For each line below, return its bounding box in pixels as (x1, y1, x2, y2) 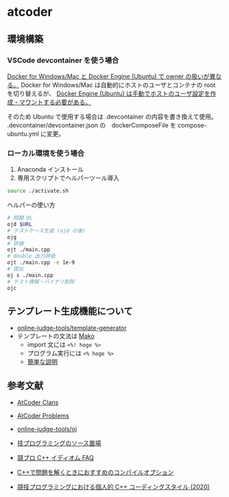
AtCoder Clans (16, 398, 59, 407)
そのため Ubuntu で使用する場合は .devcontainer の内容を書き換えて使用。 (7, 112, 217, 121)
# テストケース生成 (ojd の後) (7, 227, 86, 234)
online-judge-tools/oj (16, 425, 77, 433)
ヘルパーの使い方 (7, 201, 56, 209)
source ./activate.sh (7, 188, 69, 195)
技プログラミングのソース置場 (16, 439, 101, 448)
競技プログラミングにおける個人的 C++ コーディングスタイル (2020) (16, 483, 210, 491)
